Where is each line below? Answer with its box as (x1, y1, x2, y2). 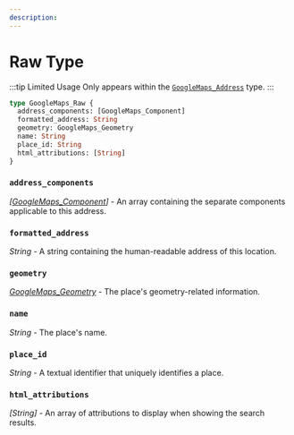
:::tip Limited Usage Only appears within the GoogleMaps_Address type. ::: (9, 81, 274, 92)
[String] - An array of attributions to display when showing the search (9, 408, 265, 419)
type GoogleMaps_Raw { (9, 98, 94, 107)
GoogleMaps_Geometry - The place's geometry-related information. (9, 286, 261, 297)
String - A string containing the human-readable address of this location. (9, 246, 277, 257)
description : (9, 13, 58, 22)
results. (9, 417, 38, 428)
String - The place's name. (9, 327, 107, 337)
